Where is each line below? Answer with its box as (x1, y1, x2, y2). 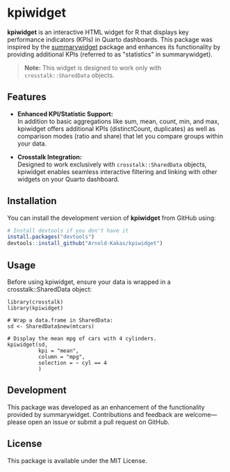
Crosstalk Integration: (17, 152, 82, 161)
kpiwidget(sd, (7, 341, 49, 348)
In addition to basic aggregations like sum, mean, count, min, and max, (17, 117, 220, 125)
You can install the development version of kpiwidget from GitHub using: (7, 214, 217, 222)
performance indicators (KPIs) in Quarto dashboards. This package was (7, 35, 213, 43)
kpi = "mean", (38, 347, 79, 354)
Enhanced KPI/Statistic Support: (17, 109, 113, 118)
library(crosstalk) (7, 299, 64, 306)
